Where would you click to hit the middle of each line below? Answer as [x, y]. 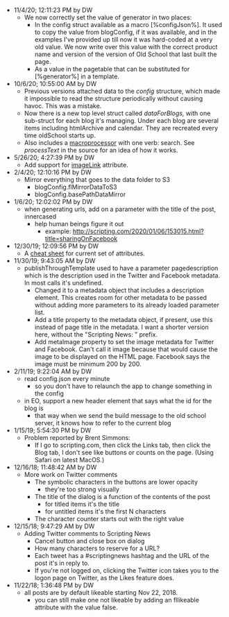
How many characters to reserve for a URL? [97, 548]
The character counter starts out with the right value [109, 519]
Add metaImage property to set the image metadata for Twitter [124, 342]
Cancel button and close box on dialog [90, 541]
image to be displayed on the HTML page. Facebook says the [122, 356]
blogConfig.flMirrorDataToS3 [76, 187]
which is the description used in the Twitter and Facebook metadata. [122, 276]
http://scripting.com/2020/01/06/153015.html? [138, 231]
